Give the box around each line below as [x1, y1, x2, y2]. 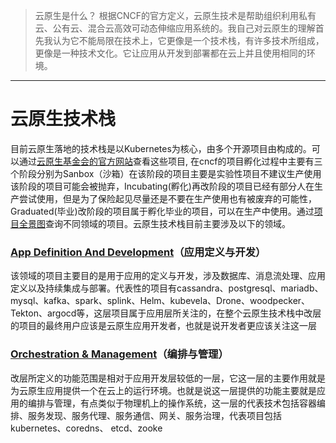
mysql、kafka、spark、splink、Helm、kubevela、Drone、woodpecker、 [10, 295, 311, 307]
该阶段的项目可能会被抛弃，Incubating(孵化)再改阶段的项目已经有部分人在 [10, 180, 315, 192]
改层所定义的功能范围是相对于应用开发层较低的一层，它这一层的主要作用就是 [10, 372, 326, 384]
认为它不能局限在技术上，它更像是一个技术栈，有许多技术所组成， [52, 35, 325, 46]
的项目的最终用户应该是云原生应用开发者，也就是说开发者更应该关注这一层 [10, 320, 317, 332]
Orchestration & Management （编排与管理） [10, 347, 229, 361]
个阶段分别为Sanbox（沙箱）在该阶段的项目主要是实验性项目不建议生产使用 [10, 167, 322, 179]
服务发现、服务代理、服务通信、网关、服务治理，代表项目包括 [27, 409, 282, 421]
